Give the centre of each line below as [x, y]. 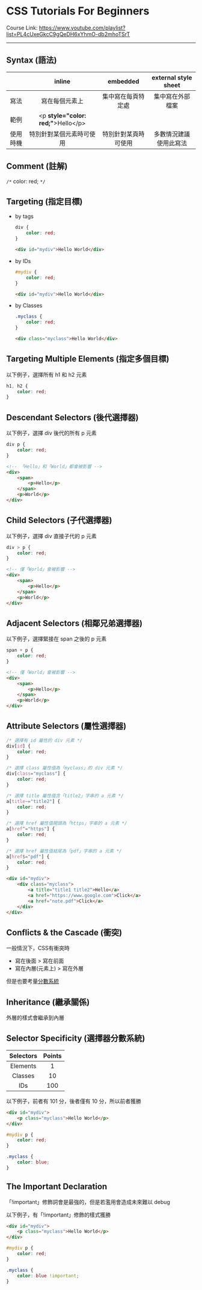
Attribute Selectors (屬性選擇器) [66, 726]
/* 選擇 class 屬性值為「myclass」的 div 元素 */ [65, 768]
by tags [24, 216]
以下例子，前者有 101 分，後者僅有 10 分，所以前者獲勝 [74, 1101]
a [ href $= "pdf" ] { [28, 857]
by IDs [23, 261]
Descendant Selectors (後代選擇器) [72, 417]
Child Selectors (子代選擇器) [59, 520]
